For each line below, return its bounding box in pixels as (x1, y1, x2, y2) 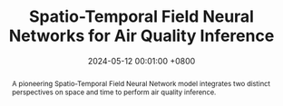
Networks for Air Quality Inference (8, 25, 275, 46)
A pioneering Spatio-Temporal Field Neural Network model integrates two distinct (11, 79, 270, 88)
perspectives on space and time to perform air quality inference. (11, 87, 217, 97)
